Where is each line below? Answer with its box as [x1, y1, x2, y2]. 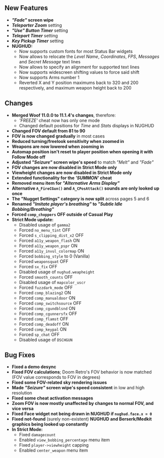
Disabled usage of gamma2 [19, 222, 71, 228]
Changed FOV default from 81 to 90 [11, 128, 85, 134]
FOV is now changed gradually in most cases [11, 133, 105, 139]
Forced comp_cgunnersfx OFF [19, 311, 77, 316]
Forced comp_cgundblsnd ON [19, 305, 76, 311]
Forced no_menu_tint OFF [19, 227, 71, 233]
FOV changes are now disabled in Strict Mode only [11, 164, 117, 170]
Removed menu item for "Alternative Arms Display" [11, 180, 120, 186]
